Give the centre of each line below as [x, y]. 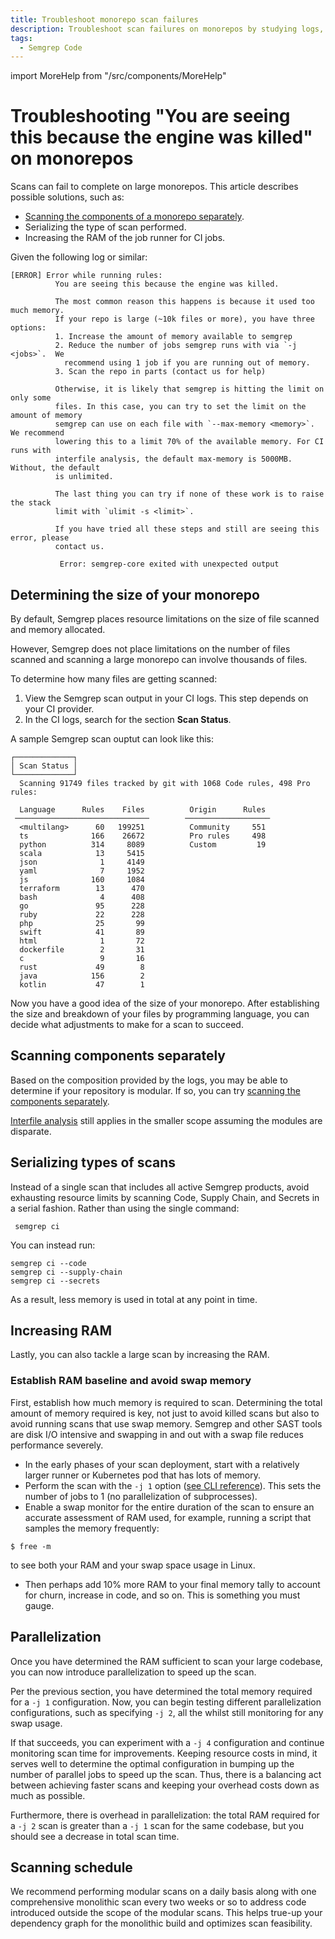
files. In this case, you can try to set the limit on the [180, 407]
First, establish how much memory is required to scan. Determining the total [166, 1402]
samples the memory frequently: [92, 1528]
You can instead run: [53, 1245]
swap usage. [36, 1723]
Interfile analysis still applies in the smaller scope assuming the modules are [166, 1120]
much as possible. [48, 1795]
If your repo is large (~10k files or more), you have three [184, 319]
